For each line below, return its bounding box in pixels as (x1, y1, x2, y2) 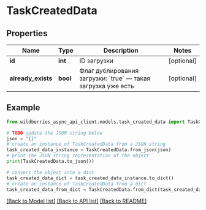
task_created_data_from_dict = (6, 186, 86, 193)
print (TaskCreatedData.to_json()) (6, 159, 95, 165)
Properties (6, 28, 48, 39)
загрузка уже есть (79, 82, 134, 90)
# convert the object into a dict (6, 169, 95, 175)
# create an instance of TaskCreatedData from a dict (6, 181, 147, 187)
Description (103, 47, 139, 54)
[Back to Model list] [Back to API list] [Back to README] (6, 197, 147, 205)
